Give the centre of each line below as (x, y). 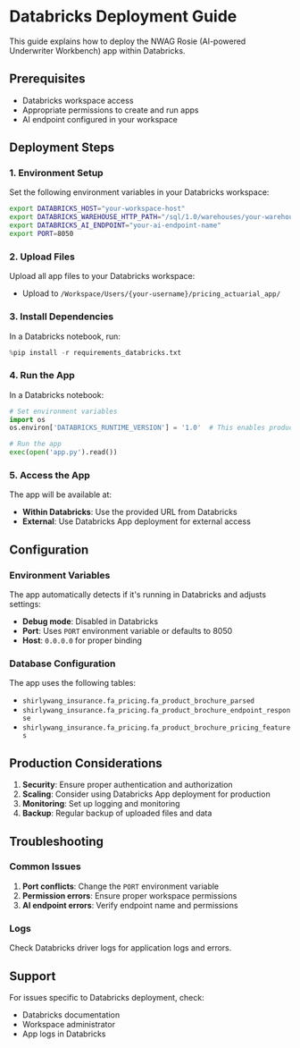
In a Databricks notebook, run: (65, 336)
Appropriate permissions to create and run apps (110, 110)
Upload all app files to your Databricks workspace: (102, 276)
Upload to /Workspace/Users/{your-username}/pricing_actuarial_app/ (151, 293)
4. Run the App (42, 376)
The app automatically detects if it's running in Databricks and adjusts (137, 595)
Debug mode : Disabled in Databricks (90, 621)
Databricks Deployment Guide (123, 17)
